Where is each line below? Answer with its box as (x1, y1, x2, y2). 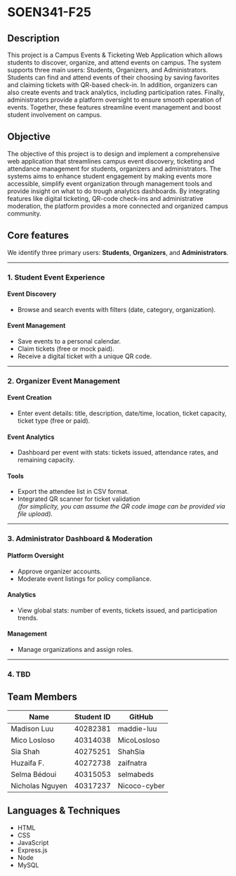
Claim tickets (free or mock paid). (17, 344, 114, 353)
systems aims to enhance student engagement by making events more (7, 171, 212, 180)
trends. (17, 613, 39, 622)
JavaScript (17, 838, 49, 846)
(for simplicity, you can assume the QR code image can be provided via (17, 502, 225, 511)
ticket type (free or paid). (17, 417, 91, 425)
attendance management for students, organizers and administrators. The (7, 164, 221, 173)
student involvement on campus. (7, 110, 102, 119)
